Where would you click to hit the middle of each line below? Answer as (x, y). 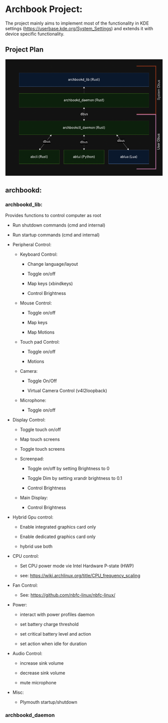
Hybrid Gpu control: (33, 517)
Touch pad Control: (40, 342)
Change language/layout (53, 264)
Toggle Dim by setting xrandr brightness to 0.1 (75, 478)
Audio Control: (27, 654)
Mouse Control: (36, 303)
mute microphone (38, 683)
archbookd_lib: (24, 204)
